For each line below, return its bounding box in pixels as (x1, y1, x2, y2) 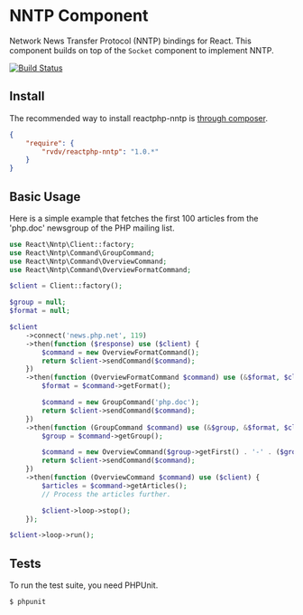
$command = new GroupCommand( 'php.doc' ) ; (41, 398, 200, 407)
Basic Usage (9, 189, 81, 204)
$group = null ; (9, 298, 67, 307)
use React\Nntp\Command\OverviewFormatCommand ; (9, 265, 192, 274)
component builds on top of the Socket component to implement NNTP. (9, 44, 274, 55)
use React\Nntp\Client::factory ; (9, 240, 135, 249)
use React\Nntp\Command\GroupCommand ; (9, 248, 155, 258)
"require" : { (25, 138, 75, 147)
